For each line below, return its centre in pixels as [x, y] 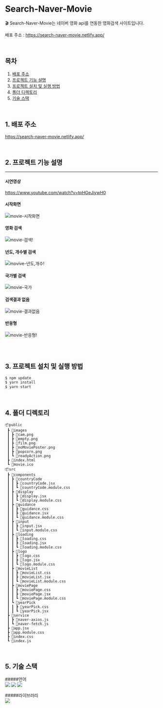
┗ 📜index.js [19, 641]
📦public [14, 425]
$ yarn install [20, 382]
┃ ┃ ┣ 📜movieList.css [29, 573]
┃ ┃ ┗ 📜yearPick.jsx [28, 611]
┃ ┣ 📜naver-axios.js [28, 620]
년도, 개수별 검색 [21, 252]
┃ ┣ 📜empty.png [22, 439]
